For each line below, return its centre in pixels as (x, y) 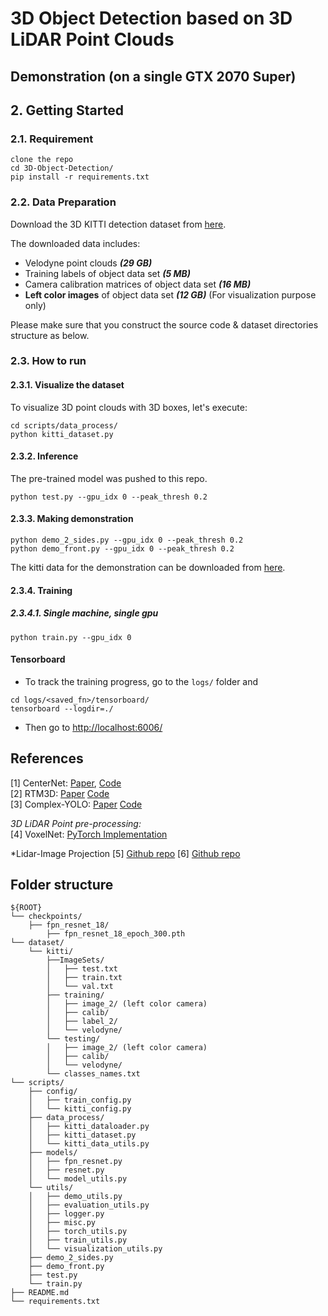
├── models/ (53, 1153)
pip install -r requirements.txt (80, 177)
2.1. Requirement (52, 139)
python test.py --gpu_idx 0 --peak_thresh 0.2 (109, 497)
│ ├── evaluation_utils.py (89, 1205)
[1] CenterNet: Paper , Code (66, 783)
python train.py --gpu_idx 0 (71, 637)
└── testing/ (73, 1039)
